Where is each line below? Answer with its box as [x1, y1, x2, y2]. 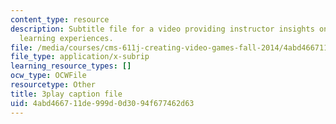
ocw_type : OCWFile [10, 71, 87, 81]
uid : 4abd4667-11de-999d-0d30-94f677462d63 [10, 98, 195, 108]
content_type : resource [10, 14, 110, 25]
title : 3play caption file [10, 89, 123, 99]
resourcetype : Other [10, 80, 97, 90]
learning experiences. [19, 33, 114, 43]
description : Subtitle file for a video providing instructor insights [10, 24, 315, 34]
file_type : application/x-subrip [10, 52, 150, 62]
